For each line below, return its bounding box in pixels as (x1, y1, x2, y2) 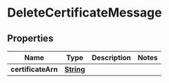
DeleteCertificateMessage (7, 5, 162, 21)
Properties (7, 33, 54, 44)
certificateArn (10, 64, 58, 74)
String (64, 64, 86, 74)
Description (92, 53, 131, 62)
